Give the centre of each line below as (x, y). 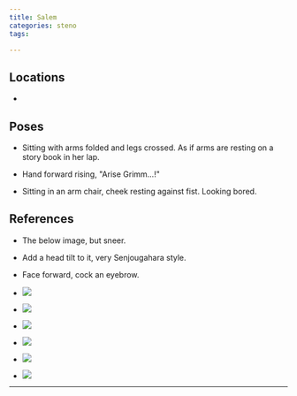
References (42, 219)
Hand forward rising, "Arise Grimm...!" (91, 174)
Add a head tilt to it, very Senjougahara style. (104, 257)
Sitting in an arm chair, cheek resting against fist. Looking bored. (139, 191)
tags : (19, 34)
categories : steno (43, 26)
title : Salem (33, 17)
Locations (37, 77)
